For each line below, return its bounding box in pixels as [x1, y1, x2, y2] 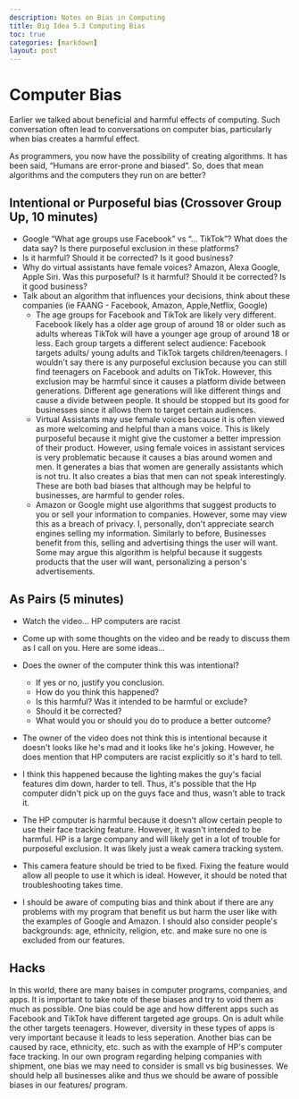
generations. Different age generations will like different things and [35, 385, 281, 396]
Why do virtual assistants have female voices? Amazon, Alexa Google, [21, 261, 281, 273]
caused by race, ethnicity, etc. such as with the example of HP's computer [9, 1041, 283, 1052]
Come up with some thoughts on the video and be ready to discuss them [21, 632, 290, 644]
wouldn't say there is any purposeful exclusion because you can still [35, 357, 287, 368]
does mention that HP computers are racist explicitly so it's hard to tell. [21, 751, 283, 762]
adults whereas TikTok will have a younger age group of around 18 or [35, 328, 290, 339]
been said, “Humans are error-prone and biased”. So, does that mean [9, 160, 264, 171]
